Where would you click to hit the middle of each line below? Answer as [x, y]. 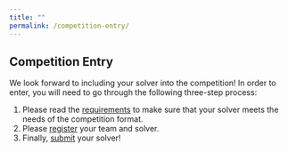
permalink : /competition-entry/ [69, 26]
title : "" [28, 17]
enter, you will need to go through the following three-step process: [133, 92]
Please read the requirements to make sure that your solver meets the [150, 110]
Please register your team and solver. [91, 129]
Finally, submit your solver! [71, 138]
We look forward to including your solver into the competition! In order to [143, 83]
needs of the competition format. [83, 119]
